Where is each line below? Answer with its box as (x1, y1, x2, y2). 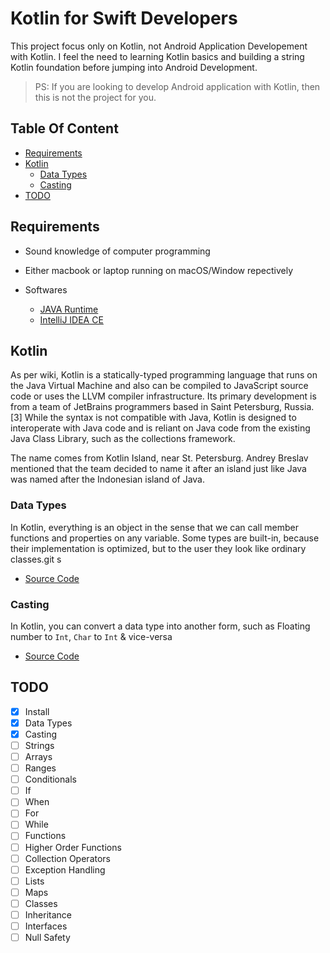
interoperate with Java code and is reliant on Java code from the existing (10, 422, 311, 434)
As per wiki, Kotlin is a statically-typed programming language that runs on (10, 369, 318, 381)
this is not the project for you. (34, 91, 157, 103)
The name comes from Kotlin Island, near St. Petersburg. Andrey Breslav (10, 452, 309, 464)
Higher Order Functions (24, 841, 122, 853)
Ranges (24, 762, 57, 774)
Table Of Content (10, 120, 119, 137)
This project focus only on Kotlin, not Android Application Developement (10, 40, 308, 52)
